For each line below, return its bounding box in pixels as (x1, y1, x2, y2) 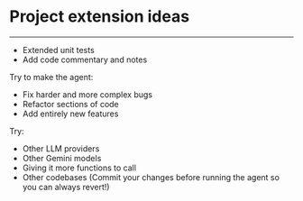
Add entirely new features (22, 108, 119, 119)
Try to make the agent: (9, 71, 94, 82)
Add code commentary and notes (22, 54, 148, 65)
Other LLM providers (22, 142, 100, 154)
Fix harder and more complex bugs (22, 88, 153, 100)
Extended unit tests (22, 44, 95, 55)
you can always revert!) (22, 181, 110, 192)
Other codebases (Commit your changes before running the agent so (22, 171, 280, 182)
